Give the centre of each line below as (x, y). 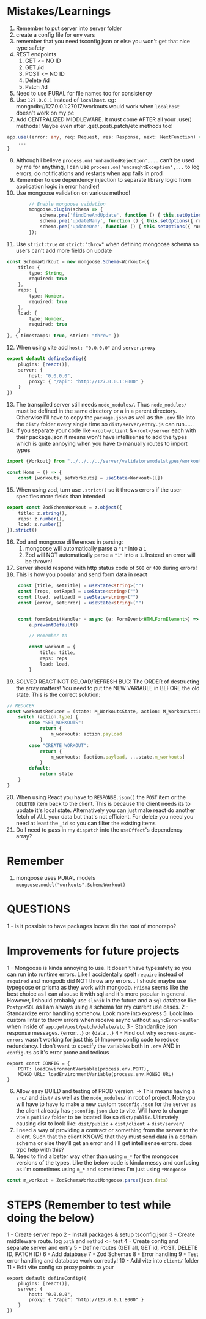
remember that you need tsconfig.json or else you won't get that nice (103, 41)
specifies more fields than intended (60, 496)
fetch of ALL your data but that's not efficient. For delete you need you (105, 816)
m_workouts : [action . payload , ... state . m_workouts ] (118, 757)
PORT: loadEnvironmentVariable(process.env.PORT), (84, 1069)
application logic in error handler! (57, 186)
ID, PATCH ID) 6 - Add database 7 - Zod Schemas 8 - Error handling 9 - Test (103, 1254)
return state (56, 774)
